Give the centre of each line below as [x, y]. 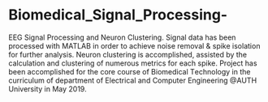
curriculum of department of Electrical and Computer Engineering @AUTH [133, 80]
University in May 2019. [48, 89]
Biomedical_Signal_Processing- [118, 15]
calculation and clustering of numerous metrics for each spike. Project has [133, 63]
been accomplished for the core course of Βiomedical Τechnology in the [130, 71]
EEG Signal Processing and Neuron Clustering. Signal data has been [122, 37]
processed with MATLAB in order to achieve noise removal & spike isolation [134, 45]
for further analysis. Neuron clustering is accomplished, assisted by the [128, 54]
